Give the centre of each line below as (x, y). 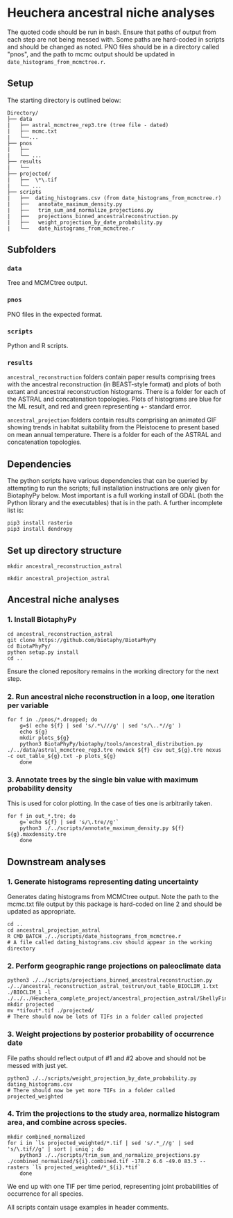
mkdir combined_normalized (46, 1137)
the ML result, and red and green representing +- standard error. (100, 406)
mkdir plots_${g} (45, 738)
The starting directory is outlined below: (64, 100)
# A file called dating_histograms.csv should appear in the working (110, 942)
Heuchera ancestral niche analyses (111, 13)
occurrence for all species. (45, 1194)
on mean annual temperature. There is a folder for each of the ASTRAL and (114, 435)
